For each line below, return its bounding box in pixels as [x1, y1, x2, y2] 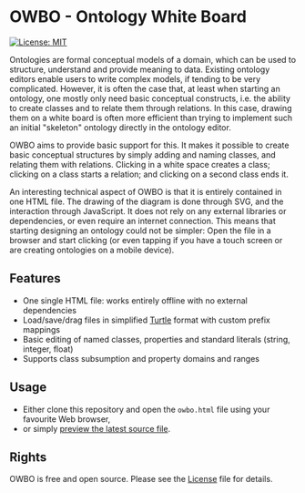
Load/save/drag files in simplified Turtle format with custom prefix [22, 314, 270, 325]
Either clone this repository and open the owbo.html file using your [22, 404, 270, 415]
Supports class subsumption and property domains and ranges [22, 353, 259, 364]
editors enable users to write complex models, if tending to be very [9, 73, 261, 84]
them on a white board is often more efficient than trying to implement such [9, 112, 293, 123]
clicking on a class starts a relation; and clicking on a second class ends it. [9, 169, 289, 180]
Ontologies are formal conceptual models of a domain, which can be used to [9, 54, 297, 65]
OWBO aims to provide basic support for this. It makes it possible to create [9, 139, 290, 150]
